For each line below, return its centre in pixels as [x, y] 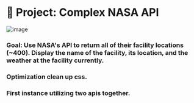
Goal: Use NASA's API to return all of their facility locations [95, 45]
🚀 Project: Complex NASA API [83, 12]
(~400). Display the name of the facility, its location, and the [97, 52]
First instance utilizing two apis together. [68, 93]
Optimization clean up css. [47, 77]
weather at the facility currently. [55, 60]
